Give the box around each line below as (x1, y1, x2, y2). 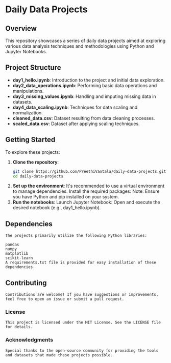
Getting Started (5, 135, 56, 144)
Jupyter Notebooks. (5, 49, 47, 54)
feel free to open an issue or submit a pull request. (5, 296, 125, 301)
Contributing (5, 278, 47, 287)
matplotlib (5, 251, 29, 256)
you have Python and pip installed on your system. (12, 194, 119, 200)
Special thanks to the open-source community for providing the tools (5, 348, 159, 353)
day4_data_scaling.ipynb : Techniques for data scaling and (12, 104, 138, 110)
